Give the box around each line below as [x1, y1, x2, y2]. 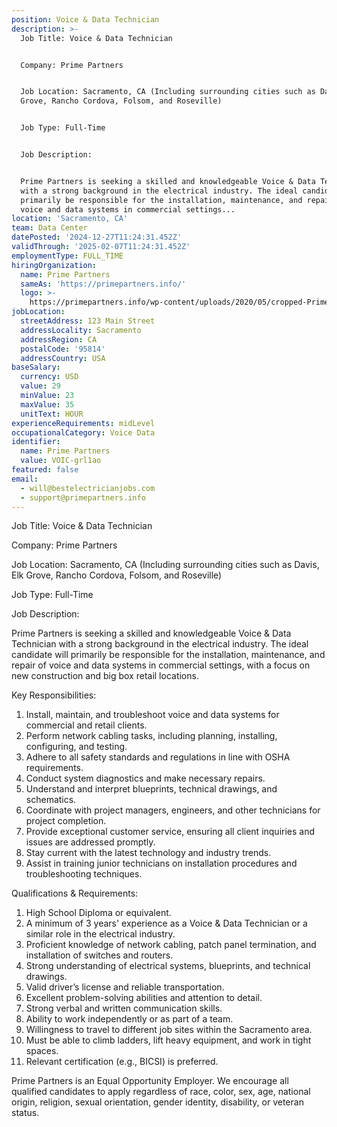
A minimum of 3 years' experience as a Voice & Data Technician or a [25, 917, 308, 930]
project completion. [25, 815, 107, 827]
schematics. [25, 794, 77, 806]
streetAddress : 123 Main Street [20, 316, 156, 326]
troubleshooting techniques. [25, 868, 143, 880]
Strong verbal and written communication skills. [25, 1002, 223, 1015]
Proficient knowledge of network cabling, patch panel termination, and [25, 939, 317, 951]
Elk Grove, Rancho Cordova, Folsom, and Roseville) [11, 569, 223, 581]
